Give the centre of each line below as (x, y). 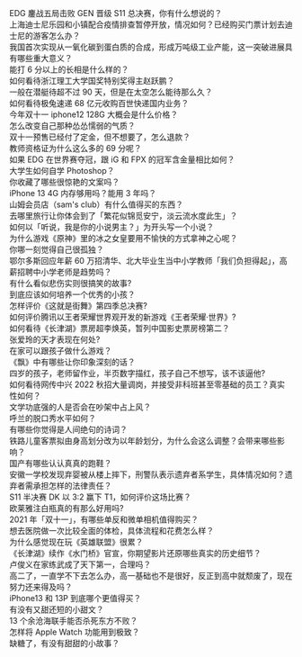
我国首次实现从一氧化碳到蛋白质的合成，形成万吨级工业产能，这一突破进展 (147, 47)
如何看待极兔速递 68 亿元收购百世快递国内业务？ (99, 103)
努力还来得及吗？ (41, 587)
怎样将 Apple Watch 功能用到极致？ (75, 632)
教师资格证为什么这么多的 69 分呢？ (75, 148)
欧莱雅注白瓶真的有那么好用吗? (67, 508)
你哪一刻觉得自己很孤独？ (57, 249)
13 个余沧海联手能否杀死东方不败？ (74, 621)
